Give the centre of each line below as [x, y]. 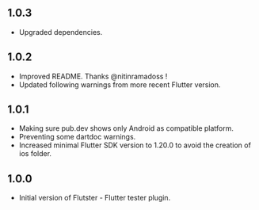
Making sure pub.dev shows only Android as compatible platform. [126, 128]
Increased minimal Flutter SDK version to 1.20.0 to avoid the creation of [135, 145]
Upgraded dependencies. [61, 32]
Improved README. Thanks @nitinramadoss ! [93, 76]
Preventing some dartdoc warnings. [77, 137]
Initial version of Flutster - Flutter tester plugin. [95, 198]
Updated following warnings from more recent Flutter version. [120, 84]
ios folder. [35, 154]
